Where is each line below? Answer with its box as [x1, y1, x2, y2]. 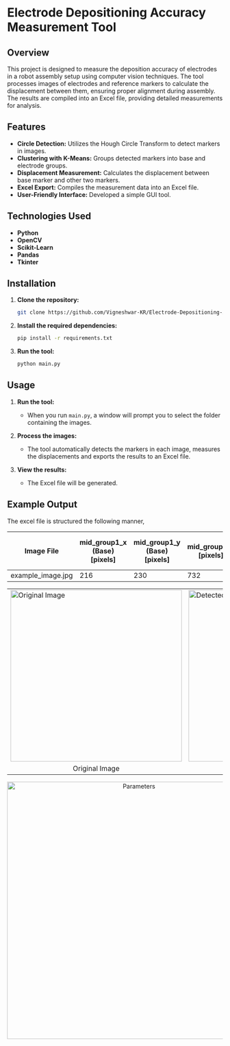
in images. [16, 146, 47, 155]
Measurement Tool [7, 19, 116, 35]
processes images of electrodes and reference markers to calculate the [7, 80, 209, 87]
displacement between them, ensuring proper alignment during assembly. [7, 87, 216, 95]
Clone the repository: [16, 296, 79, 304]
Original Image [73, 763, 120, 773]
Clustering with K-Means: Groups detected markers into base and [16, 154, 205, 162]
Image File [24, 546, 60, 555]
